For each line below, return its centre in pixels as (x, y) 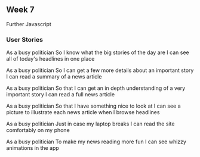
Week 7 (20, 10)
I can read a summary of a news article (54, 77)
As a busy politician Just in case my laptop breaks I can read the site (90, 124)
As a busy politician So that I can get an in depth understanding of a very (96, 88)
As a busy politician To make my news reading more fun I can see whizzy (96, 142)
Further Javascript (29, 24)
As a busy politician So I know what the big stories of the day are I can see (98, 52)
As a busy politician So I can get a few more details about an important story (100, 70)
